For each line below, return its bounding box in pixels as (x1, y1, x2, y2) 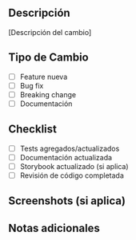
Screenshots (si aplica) (8, 195, 126, 208)
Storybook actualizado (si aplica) (19, 161, 130, 171)
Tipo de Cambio (8, 51, 90, 65)
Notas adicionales (8, 221, 100, 234)
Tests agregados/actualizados (19, 144, 120, 153)
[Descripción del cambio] (8, 27, 92, 37)
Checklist (8, 123, 58, 136)
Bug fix (19, 81, 44, 90)
